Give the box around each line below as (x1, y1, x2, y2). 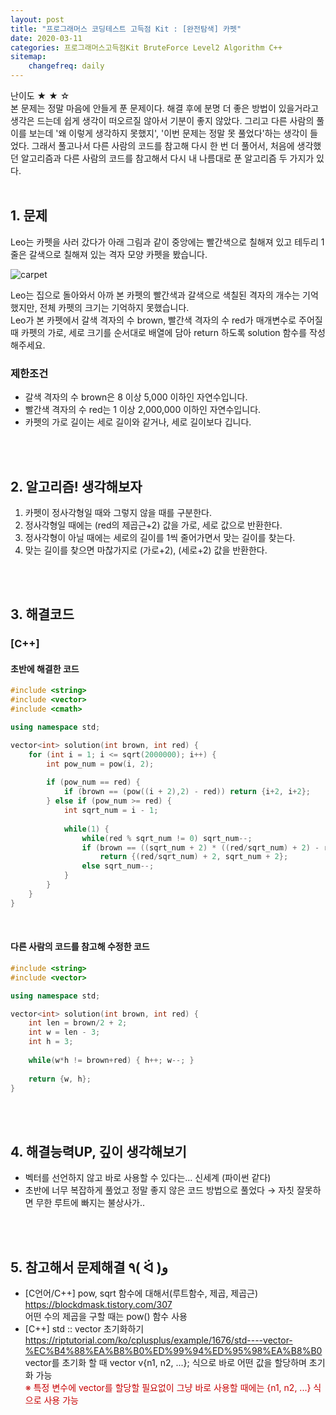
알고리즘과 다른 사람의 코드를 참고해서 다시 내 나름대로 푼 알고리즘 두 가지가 (20, 152, 315, 164)
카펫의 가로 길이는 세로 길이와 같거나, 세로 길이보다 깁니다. (24, 416, 252, 428)
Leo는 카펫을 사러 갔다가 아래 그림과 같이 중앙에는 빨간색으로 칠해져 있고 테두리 (10, 236, 319, 248)
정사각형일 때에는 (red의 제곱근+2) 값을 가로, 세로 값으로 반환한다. (24, 519, 283, 531)
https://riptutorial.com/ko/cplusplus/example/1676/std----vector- (24, 1334, 293, 1346)
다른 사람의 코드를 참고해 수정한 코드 (10, 941, 150, 953)
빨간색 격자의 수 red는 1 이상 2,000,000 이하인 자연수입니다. (24, 404, 262, 416)
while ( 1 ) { (63, 824, 110, 834)
